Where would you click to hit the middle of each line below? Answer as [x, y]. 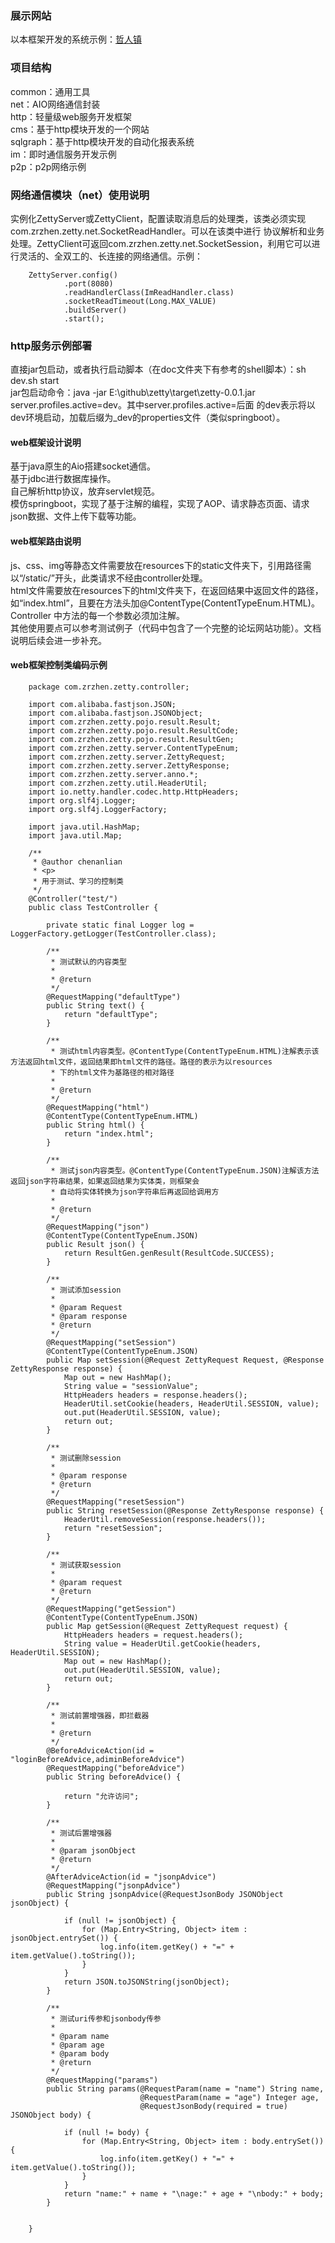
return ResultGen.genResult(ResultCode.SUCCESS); [169, 1253]
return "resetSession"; [113, 1528]
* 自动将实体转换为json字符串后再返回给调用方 [135, 1192]
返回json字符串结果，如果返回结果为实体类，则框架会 [105, 1181]
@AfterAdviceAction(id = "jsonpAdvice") [131, 1877]
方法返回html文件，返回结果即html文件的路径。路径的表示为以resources [141, 1062]
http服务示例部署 [51, 345]
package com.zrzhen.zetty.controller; [109, 687]
